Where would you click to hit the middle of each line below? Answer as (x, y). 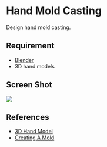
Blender (24, 60)
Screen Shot (29, 85)
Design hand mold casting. (39, 27)
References (28, 117)
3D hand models (34, 66)
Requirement (30, 46)
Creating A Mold (34, 138)
